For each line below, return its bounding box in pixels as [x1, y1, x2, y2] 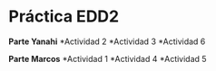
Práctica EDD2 [8, 6, 120, 27]
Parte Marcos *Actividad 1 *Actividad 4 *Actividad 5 [8, 53, 207, 64]
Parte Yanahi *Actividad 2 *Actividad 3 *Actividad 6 [8, 36, 206, 47]
